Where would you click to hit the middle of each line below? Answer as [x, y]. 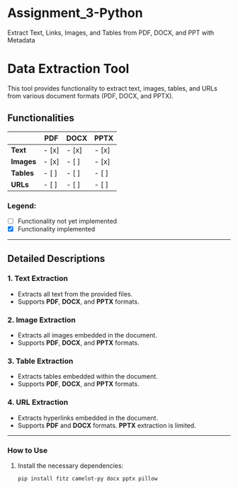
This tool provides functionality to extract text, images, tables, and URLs [112, 88]
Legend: [22, 205]
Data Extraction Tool [68, 69]
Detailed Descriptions [56, 259]
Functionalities [41, 118]
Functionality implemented [56, 229]
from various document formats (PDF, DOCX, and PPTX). [90, 96]
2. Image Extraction [41, 320]
